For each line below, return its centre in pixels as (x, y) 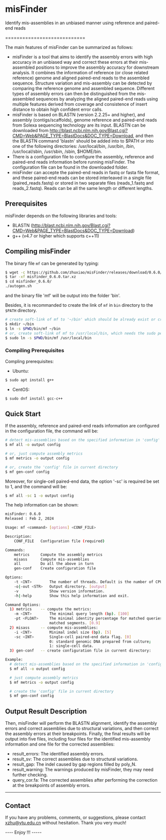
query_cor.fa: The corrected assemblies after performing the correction (85, 780)
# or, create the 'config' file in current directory (62, 467)
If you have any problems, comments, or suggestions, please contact (75, 817)
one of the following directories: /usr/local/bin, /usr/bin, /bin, (74, 146)
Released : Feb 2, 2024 (30, 519)
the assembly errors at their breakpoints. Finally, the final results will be (78, 734)
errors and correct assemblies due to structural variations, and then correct (82, 729)
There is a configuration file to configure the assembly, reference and (83, 156)
